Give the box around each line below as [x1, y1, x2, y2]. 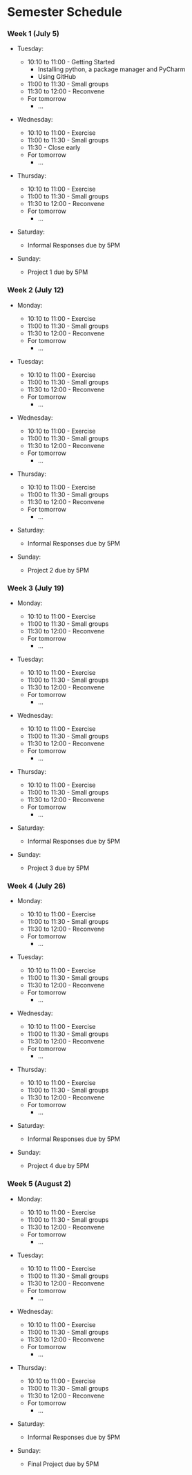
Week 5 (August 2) [7, 1179, 71, 1189]
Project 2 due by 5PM [27, 566, 90, 574]
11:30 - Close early [27, 143, 81, 152]
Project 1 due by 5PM [27, 268, 88, 277]
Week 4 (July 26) [7, 881, 66, 891]
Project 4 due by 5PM [27, 1162, 90, 1170]
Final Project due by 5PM [27, 1460, 99, 1468]
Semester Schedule [7, 4, 122, 20]
